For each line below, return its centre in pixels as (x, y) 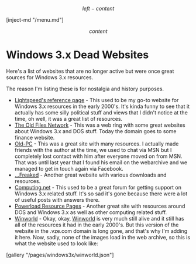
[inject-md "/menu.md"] (35, 20)
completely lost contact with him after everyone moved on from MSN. (98, 156)
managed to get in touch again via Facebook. (69, 168)
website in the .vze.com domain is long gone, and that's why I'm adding (101, 231)
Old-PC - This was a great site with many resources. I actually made (97, 144)
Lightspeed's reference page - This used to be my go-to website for (97, 100)
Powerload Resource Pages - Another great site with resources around (100, 206)
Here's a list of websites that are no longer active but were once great (90, 71)
